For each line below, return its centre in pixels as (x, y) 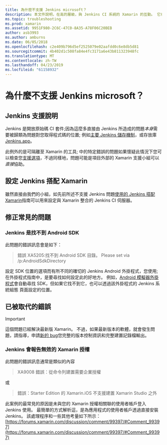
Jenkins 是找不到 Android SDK (42, 233)
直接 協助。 (16, 164)
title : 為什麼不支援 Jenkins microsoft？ (46, 10)
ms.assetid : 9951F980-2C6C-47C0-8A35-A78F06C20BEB (59, 28)
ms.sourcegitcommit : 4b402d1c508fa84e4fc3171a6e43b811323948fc (72, 51)
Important (15, 319)
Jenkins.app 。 (20, 141)
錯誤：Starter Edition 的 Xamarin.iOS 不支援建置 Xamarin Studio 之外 (87, 393)
